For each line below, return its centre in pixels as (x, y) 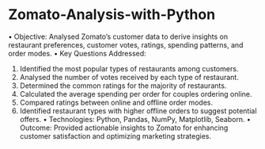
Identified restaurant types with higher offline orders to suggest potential (138, 111)
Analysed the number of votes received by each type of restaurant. (129, 77)
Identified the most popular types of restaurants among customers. (129, 68)
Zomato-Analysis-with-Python (112, 15)
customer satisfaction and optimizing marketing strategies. (115, 136)
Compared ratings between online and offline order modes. (116, 102)
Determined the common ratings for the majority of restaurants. (123, 86)
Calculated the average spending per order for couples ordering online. (136, 94)
